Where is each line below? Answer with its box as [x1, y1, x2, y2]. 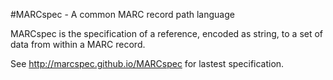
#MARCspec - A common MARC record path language [10, 9, 235, 20]
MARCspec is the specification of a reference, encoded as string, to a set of [10, 28, 324, 39]
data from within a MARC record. [10, 39, 146, 50]
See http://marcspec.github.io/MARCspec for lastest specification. [10, 58, 285, 69]
